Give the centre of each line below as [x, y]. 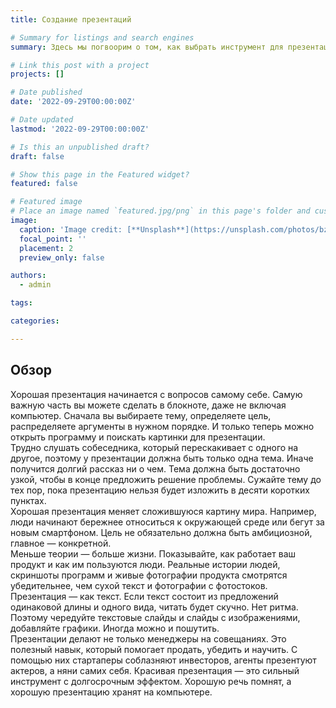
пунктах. [28, 500]
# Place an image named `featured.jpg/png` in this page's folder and [160, 211]
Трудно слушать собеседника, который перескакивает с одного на [154, 447]
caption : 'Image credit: [71, 229]
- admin [35, 285]
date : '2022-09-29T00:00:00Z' [73, 102]
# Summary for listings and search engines [102, 37]
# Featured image [46, 202]
